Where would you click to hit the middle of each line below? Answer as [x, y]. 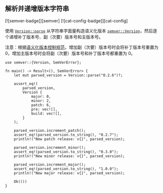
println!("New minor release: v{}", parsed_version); [69, 156]
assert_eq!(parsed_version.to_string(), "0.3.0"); [66, 152]
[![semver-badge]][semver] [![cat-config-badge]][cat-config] [66, 20]
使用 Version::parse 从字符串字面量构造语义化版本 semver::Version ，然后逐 [81, 31]
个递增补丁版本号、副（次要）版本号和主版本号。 [54, 37]
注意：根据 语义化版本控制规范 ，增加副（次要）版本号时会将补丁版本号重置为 [82, 47]
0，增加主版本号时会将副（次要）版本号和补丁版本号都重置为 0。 [70, 53]
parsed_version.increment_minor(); [50, 147]
